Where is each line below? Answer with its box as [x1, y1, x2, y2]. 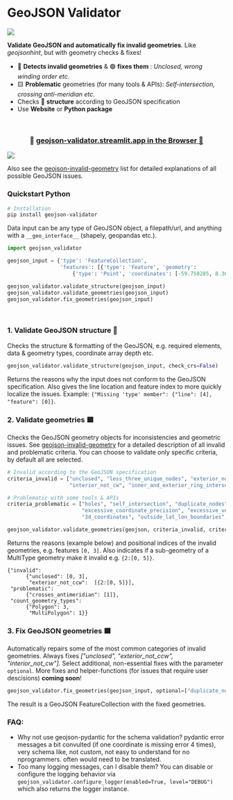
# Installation [7, 205, 51, 212]
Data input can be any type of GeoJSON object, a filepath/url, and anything [7, 224, 222, 232]
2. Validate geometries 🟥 [7, 415, 94, 425]
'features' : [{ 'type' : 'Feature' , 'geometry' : [60, 264, 197, 271]
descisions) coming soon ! [7, 674, 82, 683]
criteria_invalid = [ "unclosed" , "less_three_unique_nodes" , [7, 475, 188, 482]
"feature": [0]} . [7, 397, 56, 405]
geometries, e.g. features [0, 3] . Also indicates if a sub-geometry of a [7, 546, 209, 554]
